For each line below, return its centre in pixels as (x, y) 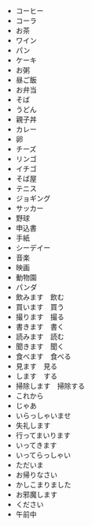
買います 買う (40, 307)
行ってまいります (43, 435)
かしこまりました (43, 485)
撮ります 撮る (40, 317)
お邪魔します (36, 494)
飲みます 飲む (40, 297)
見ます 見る (36, 366)
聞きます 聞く (40, 346)
